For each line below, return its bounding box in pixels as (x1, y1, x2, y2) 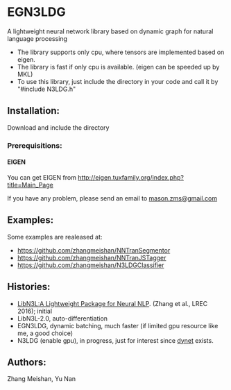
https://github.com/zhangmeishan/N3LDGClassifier (17, 261, 164, 269)
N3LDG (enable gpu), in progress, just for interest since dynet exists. (17, 336, 214, 344)
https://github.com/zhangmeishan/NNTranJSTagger (17, 253, 166, 262)
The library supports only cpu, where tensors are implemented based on (17, 48, 225, 56)
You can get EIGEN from (7, 173, 76, 181)
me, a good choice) (17, 329, 74, 337)
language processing (7, 34, 68, 42)
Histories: (7, 281, 51, 293)
